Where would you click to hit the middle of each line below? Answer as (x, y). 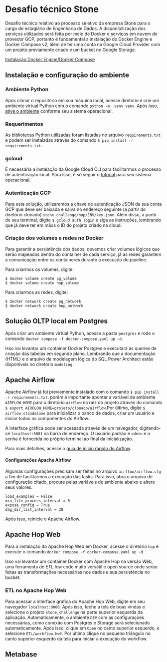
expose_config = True (28, 505)
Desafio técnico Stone (52, 9)
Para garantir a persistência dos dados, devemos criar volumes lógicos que (83, 249)
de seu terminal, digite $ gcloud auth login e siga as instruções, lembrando (83, 220)
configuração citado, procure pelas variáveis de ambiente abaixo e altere (80, 482)
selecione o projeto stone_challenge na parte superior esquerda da (74, 612)
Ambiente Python (27, 90)
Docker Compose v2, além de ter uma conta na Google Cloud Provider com (83, 44)
